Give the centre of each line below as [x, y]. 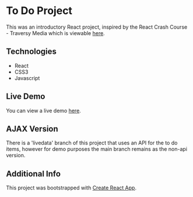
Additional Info [34, 174]
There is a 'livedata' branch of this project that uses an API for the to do [92, 143]
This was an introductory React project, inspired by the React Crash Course [97, 27]
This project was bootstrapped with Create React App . [71, 188]
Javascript [27, 78]
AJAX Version [32, 129]
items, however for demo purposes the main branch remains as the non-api [97, 149]
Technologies [31, 52]
